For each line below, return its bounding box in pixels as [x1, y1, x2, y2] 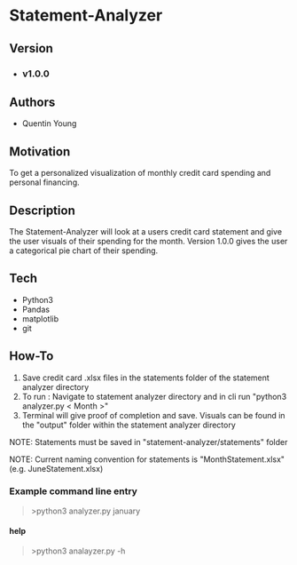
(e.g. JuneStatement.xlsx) [9, 463, 104, 473]
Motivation [9, 144, 71, 159]
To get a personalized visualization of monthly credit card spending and [9, 168, 271, 179]
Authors [9, 94, 56, 109]
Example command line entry [9, 485, 137, 497]
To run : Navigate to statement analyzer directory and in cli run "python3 [21, 391, 287, 402]
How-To [9, 348, 54, 364]
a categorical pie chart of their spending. [9, 245, 159, 256]
